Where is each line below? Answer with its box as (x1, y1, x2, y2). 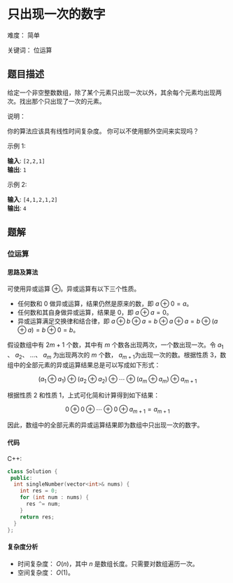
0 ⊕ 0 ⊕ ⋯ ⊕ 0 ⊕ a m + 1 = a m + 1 (65, 404, 170, 415)
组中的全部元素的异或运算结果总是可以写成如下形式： (7, 360, 161, 369)
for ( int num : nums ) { (20, 494, 90, 501)
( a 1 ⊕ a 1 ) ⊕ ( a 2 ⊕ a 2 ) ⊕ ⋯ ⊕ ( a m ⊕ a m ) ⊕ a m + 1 (38, 374, 197, 385)
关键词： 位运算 (7, 46, 52, 54)
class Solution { (7, 467, 58, 475)
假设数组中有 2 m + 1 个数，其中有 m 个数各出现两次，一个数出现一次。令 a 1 (7, 341, 224, 351)
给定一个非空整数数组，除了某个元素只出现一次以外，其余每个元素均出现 (7, 88, 216, 97)
